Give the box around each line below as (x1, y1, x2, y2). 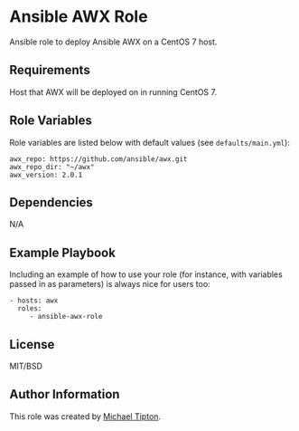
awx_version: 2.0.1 (9, 170, 83, 179)
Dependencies (9, 195, 93, 210)
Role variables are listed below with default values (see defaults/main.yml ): (9, 137, 291, 148)
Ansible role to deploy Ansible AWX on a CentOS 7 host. (9, 36, 218, 47)
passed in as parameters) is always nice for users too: (9, 279, 210, 290)
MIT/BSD (9, 360, 43, 371)
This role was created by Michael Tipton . (9, 410, 161, 422)
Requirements (9, 62, 90, 78)
